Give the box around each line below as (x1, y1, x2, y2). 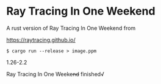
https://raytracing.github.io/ (6, 36, 76, 43)
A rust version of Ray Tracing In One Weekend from (6, 24, 136, 32)
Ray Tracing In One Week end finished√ (6, 70, 105, 77)
